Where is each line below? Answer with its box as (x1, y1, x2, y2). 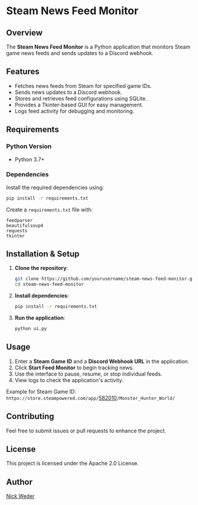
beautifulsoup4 (6, 223, 44, 229)
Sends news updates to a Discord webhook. (14, 89, 122, 96)
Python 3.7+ (14, 155, 45, 163)
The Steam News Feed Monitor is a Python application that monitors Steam (6, 43, 191, 50)
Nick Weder (6, 493, 35, 500)
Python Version (6, 142, 52, 151)
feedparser (6, 217, 33, 223)
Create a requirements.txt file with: (6, 206, 93, 213)
